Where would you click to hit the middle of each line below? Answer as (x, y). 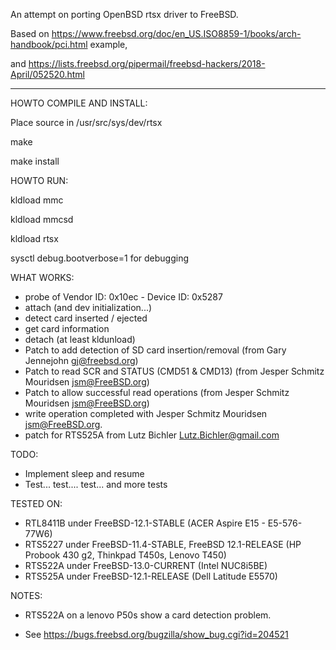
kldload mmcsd (42, 219)
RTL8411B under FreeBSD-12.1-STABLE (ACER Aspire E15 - (145, 523)
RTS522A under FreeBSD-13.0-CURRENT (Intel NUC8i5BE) (146, 565)
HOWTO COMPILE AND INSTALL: (79, 103)
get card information (67, 328)
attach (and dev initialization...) (88, 307)
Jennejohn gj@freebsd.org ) (81, 360)
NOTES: (26, 595)
